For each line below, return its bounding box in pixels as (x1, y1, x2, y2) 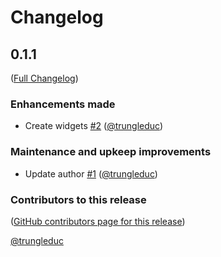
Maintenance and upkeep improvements (10, 145, 212, 159)
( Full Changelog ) (10, 72, 79, 84)
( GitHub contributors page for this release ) (10, 215, 186, 227)
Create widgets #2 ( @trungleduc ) (24, 120, 164, 132)
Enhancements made (10, 97, 116, 111)
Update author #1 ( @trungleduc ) (24, 167, 158, 180)
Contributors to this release (10, 192, 147, 206)
